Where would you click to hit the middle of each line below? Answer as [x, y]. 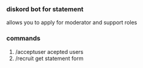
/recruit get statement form [49, 58]
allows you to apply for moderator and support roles [72, 23]
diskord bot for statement [45, 9]
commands [24, 39]
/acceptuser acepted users [49, 51]
